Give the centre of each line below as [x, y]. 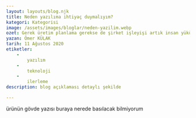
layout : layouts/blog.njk [37, 11]
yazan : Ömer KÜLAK [28, 38]
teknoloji [39, 71]
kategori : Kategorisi [32, 22]
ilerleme [38, 82]
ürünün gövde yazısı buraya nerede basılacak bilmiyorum [75, 109]
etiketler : [19, 49]
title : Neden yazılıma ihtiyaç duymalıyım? [60, 17]
